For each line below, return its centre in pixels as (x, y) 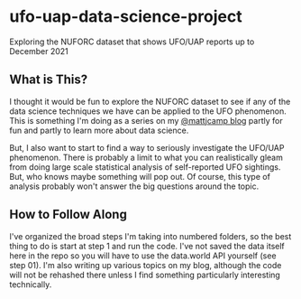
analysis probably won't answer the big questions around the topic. (134, 186)
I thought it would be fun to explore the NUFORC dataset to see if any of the (150, 101)
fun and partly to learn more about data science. (99, 130)
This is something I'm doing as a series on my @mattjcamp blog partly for (146, 120)
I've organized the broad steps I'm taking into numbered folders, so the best (150, 236)
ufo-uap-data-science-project (126, 17)
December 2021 (39, 51)
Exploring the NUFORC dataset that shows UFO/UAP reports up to (132, 42)
